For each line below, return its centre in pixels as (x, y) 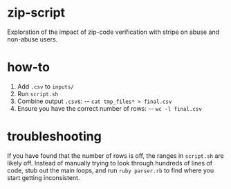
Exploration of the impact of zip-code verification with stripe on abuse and (113, 32)
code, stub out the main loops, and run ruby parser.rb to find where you (111, 170)
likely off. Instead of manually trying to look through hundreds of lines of (110, 163)
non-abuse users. (33, 39)
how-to (29, 67)
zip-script (36, 13)
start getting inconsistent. (44, 177)
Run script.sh (38, 93)
